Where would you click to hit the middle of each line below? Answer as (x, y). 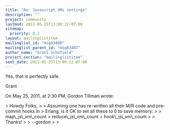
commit (13, 111)
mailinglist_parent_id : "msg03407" (43, 48)
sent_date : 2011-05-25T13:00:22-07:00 (46, 62)
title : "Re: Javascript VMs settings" (46, 10)
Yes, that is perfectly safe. (32, 76)
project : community (26, 19)
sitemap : (14, 29)
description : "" (22, 15)
